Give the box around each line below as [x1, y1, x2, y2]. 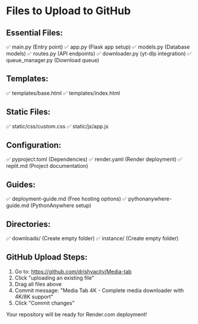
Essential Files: [6, 28, 63, 38]
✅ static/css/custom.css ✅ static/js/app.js [6, 122, 109, 129]
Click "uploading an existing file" [14, 274, 95, 281]
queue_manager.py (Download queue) [6, 57, 99, 63]
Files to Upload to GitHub [6, 4, 131, 18]
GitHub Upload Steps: [6, 252, 87, 263]
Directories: [6, 219, 51, 229]
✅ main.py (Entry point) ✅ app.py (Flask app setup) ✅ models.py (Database [6, 43, 190, 50]
